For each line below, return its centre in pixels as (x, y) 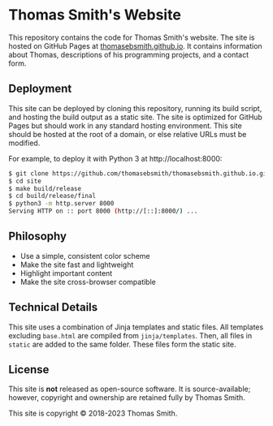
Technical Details (53, 307)
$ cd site (25, 181)
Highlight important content (66, 273)
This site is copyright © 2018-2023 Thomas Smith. (93, 413)
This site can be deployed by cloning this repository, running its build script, (135, 108)
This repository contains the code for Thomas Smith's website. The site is (132, 37)
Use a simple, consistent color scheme (85, 256)
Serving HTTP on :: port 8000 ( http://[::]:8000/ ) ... (103, 211)
